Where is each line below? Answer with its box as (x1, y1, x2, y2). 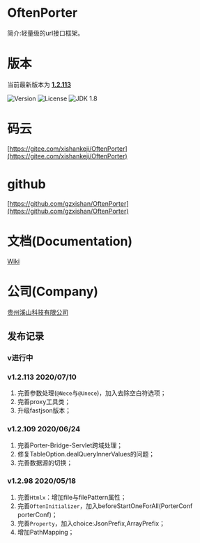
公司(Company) (7, 283, 99, 299)
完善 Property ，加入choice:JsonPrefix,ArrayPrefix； (17, 519, 166, 528)
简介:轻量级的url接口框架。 (7, 29, 84, 37)
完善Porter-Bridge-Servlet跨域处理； (17, 441, 123, 449)
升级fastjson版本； (17, 406, 72, 415)
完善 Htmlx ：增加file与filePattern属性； (17, 493, 127, 501)
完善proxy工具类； (17, 398, 71, 406)
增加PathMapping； (17, 528, 75, 536)
